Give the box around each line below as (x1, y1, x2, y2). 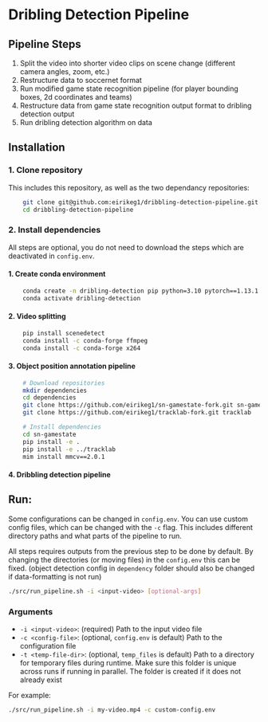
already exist (19, 675, 62, 685)
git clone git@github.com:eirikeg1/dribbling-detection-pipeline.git (22, 198, 259, 206)
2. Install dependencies (8, 225, 101, 236)
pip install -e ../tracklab (22, 445, 116, 453)
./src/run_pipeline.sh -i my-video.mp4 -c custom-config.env (8, 706, 216, 714)
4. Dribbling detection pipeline (8, 470, 112, 480)
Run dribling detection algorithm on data (19, 118, 153, 127)
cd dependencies (22, 394, 77, 402)
